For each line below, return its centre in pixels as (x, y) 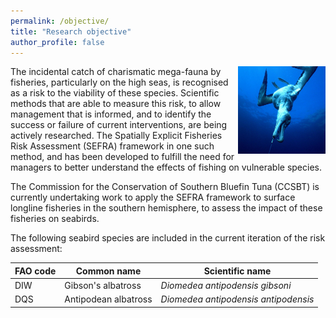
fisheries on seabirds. (55, 219)
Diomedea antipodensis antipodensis (237, 299)
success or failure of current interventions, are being (119, 125)
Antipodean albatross (108, 299)
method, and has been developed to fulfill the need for (122, 157)
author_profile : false (57, 42)
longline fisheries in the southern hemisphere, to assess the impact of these (166, 208)
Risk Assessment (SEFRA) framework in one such (112, 146)
